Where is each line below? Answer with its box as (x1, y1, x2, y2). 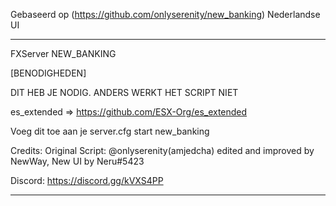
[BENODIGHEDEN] (10, 67, 87, 79)
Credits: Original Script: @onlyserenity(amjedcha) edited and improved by (10, 145, 315, 156)
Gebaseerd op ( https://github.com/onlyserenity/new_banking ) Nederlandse (10, 9, 321, 20)
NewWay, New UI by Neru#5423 (10, 155, 145, 167)
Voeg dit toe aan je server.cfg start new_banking (10, 125, 210, 137)
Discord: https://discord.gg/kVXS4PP (10, 175, 164, 186)
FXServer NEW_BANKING (10, 48, 117, 59)
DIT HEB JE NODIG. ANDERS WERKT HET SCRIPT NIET (10, 87, 239, 98)
